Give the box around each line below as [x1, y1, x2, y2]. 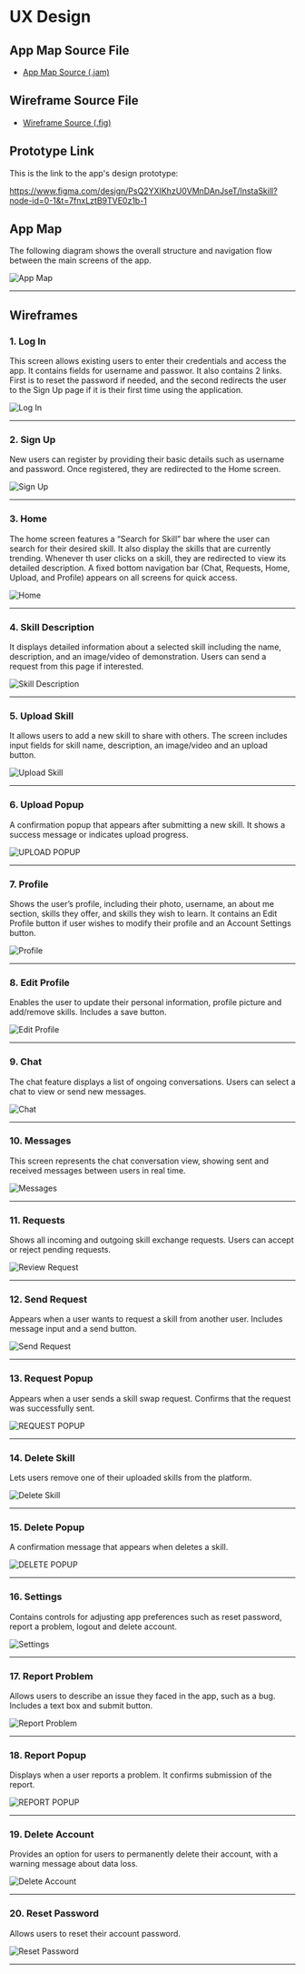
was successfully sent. [9, 1403, 95, 1414]
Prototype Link [9, 144, 95, 159]
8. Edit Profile [9, 976, 70, 989]
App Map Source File [9, 43, 130, 58]
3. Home [9, 512, 47, 525]
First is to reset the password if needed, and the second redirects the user [9, 375, 287, 386]
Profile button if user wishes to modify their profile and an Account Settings [9, 917, 292, 929]
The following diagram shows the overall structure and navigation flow [9, 246, 272, 257]
